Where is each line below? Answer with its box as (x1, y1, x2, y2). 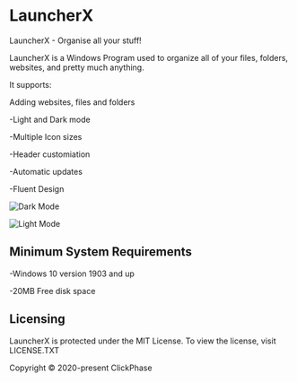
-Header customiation (9, 149, 91, 160)
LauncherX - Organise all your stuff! (9, 35, 142, 46)
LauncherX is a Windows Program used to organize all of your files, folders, (9, 52, 289, 63)
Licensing (9, 311, 66, 327)
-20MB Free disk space (9, 285, 96, 296)
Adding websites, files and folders (9, 96, 135, 108)
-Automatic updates (9, 166, 83, 177)
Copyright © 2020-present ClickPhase (9, 362, 153, 373)
